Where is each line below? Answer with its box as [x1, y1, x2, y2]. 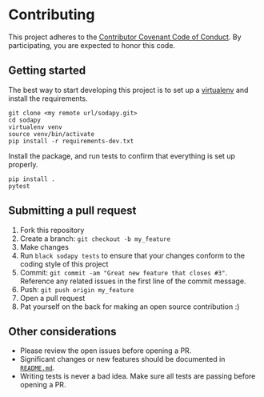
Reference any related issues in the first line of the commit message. [19, 276, 246, 286]
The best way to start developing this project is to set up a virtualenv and [8, 85, 249, 94]
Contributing [8, 6, 95, 24]
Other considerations [8, 324, 118, 338]
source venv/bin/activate [8, 130, 94, 138]
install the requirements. [8, 94, 88, 103]
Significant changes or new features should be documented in [19, 355, 226, 364]
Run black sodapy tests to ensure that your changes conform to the [19, 251, 246, 260]
